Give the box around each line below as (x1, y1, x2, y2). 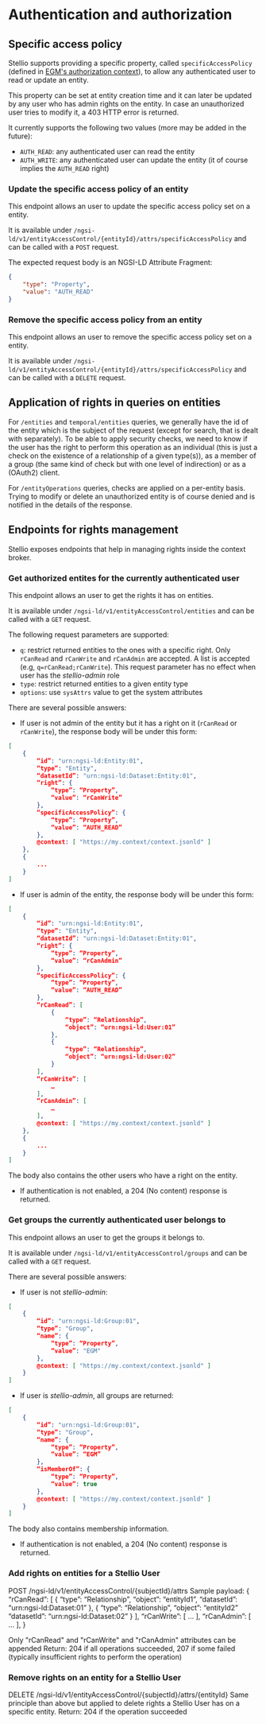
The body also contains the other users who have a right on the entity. (8, 1171, 238, 1180)
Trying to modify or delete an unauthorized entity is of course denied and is (8, 491, 256, 501)
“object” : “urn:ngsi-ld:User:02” (64, 1053, 176, 1061)
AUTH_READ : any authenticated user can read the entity (19, 147, 195, 156)
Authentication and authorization (8, 6, 233, 24)
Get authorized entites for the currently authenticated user (8, 573, 240, 584)
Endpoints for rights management (8, 523, 179, 537)
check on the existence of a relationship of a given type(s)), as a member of (8, 451, 256, 460)
